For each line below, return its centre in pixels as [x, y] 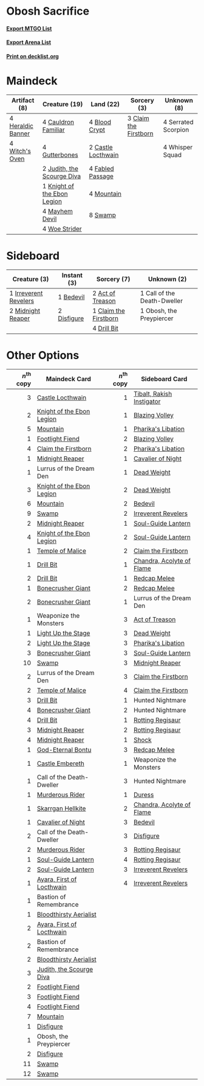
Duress [144, 795]
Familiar [53, 129]
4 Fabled [101, 168]
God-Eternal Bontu [64, 750]
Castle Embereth [61, 763]
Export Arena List [29, 42]
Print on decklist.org [32, 56]
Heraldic [21, 126]
